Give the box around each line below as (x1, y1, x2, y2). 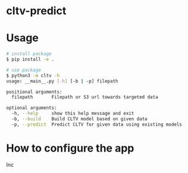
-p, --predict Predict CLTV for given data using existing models (11, 121, 183, 127)
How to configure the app (6, 141, 134, 155)
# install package (6, 51, 52, 57)
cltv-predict (6, 4, 67, 18)
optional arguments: (6, 105, 58, 111)
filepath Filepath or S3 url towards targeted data (11, 94, 159, 100)
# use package (6, 67, 42, 73)
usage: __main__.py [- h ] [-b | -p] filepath (6, 78, 118, 84)
